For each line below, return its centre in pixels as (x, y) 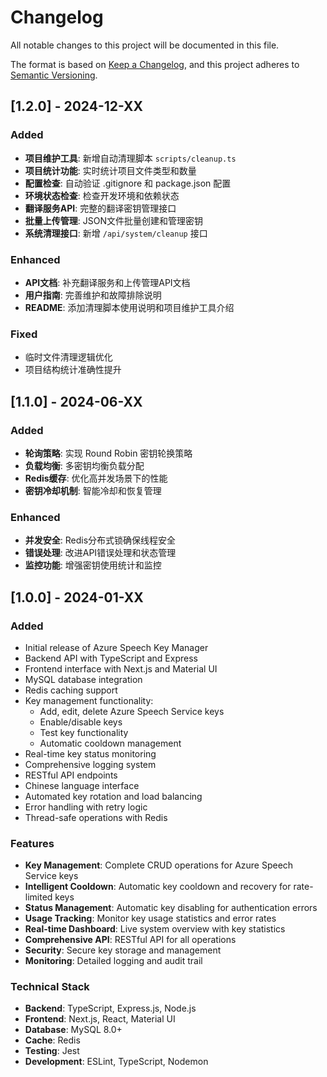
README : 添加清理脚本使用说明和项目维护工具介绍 (129, 307)
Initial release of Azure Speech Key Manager (116, 647)
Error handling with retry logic (86, 807)
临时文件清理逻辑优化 (68, 357)
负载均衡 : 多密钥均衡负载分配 (84, 465)
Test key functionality (84, 732)
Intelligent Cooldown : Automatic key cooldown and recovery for (158, 887)
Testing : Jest (52, 1051)
